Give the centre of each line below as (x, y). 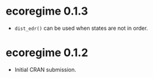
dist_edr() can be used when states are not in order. (81, 28)
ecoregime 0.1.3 (47, 11)
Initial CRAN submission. (45, 69)
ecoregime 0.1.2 (47, 53)
